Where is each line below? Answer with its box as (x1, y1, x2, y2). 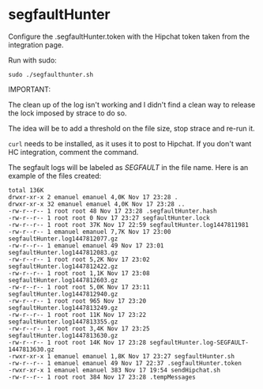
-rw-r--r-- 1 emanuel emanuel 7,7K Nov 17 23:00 (8, 228, 171, 236)
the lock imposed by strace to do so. (8, 108, 127, 118)
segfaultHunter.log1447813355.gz (8, 318, 118, 326)
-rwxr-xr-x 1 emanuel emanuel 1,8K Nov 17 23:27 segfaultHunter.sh (8, 352, 235, 361)
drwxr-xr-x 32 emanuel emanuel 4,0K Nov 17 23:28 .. (8, 200, 186, 208)
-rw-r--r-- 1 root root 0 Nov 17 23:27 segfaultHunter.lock (8, 213, 211, 222)
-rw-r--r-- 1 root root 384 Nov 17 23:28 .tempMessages (8, 373, 196, 381)
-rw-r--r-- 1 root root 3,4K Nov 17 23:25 (8, 324, 150, 333)
